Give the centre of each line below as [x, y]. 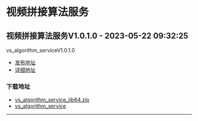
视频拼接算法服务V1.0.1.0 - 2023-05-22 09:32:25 [97, 36]
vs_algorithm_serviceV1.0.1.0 [41, 50]
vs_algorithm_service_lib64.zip [52, 100]
